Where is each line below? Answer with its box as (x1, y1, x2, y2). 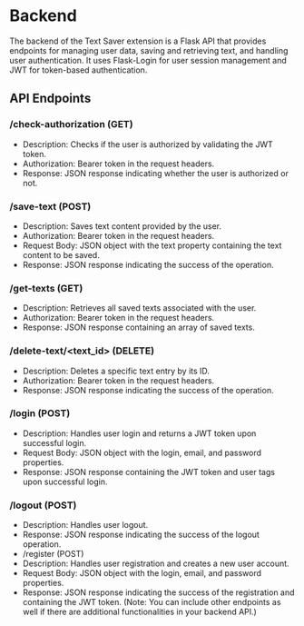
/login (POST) (9, 407, 71, 420)
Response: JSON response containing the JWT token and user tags (22, 466, 275, 477)
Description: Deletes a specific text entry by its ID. (22, 365, 211, 376)
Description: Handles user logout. (22, 520, 149, 531)
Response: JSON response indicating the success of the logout (22, 529, 260, 541)
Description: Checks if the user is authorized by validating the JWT (22, 138, 274, 150)
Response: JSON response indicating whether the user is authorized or (22, 167, 289, 178)
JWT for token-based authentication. (9, 65, 148, 75)
